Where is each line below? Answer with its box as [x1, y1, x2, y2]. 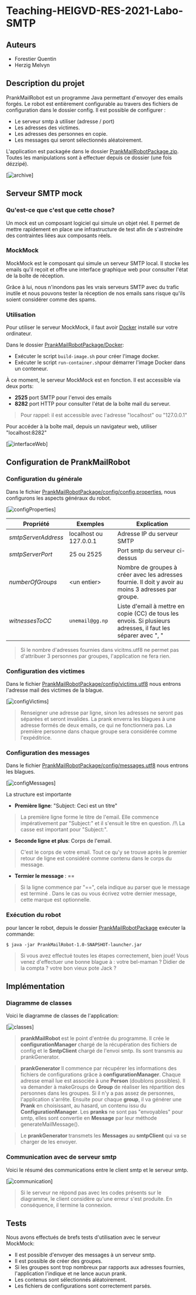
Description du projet [6, 78, 85, 88]
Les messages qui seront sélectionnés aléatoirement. [14, 136, 143, 143]
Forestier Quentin [14, 56, 57, 62]
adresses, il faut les [117, 624, 170, 632]
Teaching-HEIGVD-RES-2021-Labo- [6, 4, 184, 18]
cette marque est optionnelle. [20, 896, 92, 904]
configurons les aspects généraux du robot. [6, 494, 111, 501]
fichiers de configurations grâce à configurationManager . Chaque [20, 1071, 181, 1078]
